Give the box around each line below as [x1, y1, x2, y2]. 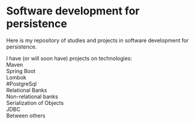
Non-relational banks [6, 93, 58, 100]
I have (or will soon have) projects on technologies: [6, 55, 133, 62]
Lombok [6, 74, 27, 81]
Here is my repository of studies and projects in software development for [6, 37, 189, 44]
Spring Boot [6, 67, 36, 74]
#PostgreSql [6, 80, 37, 87]
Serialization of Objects [6, 99, 64, 106]
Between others [6, 112, 46, 119]
